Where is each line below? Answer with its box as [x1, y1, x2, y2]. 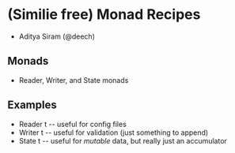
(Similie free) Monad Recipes [7, 6, 201, 24]
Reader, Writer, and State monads [18, 75, 129, 84]
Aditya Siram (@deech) [18, 32, 96, 41]
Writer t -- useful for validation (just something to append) [18, 128, 209, 137]
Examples [7, 99, 57, 112]
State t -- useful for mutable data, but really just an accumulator [18, 136, 227, 145]
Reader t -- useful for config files [18, 119, 127, 129]
